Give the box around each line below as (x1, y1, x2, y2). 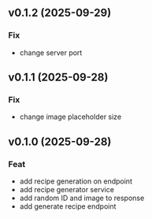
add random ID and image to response (19, 193, 145, 203)
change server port (19, 47, 83, 58)
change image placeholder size (19, 112, 122, 121)
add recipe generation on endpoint (19, 176, 132, 186)
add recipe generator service (19, 185, 114, 195)
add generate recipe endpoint (19, 202, 117, 211)
